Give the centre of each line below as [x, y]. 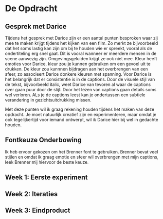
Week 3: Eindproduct [38, 210]
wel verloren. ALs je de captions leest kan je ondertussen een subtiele [75, 95]
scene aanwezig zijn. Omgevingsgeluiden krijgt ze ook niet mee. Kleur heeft [81, 59]
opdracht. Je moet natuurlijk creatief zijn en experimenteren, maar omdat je [81, 114]
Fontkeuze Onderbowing [43, 140]
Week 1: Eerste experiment [46, 177]
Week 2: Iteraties [31, 194]
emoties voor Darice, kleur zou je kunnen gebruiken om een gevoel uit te [78, 64]
